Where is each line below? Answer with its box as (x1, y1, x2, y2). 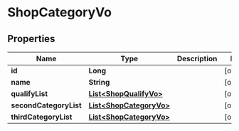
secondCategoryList (11, 100, 82, 110)
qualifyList (11, 89, 48, 98)
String (88, 78, 110, 87)
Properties (7, 33, 55, 45)
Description (176, 54, 218, 63)
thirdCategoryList (11, 112, 73, 122)
